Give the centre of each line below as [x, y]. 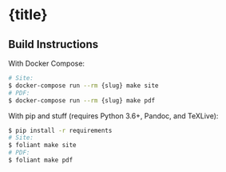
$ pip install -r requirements [60, 130]
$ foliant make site [43, 146]
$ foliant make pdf [41, 160]
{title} [28, 15]
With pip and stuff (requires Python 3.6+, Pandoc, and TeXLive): [113, 116]
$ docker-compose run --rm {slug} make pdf [82, 100]
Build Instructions [54, 44]
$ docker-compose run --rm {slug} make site [83, 86]
